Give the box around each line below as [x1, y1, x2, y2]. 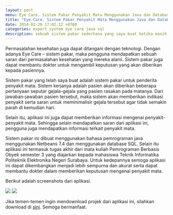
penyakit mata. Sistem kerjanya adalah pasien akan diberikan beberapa [5, 83, 157, 89]
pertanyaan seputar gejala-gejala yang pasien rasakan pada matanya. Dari [5, 88, 163, 94]
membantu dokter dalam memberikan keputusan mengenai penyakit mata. [5, 168, 163, 174]
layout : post [5, 7, 33, 13]
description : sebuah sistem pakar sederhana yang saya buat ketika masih [5, 31, 167, 36]
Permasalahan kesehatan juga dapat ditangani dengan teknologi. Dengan [5, 46, 161, 51]
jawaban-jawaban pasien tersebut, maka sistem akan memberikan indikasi [5, 93, 163, 100]
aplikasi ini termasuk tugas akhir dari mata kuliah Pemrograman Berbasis [5, 146, 160, 152]
